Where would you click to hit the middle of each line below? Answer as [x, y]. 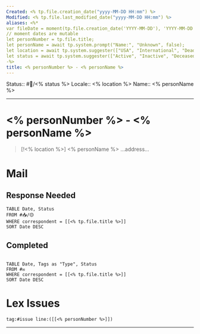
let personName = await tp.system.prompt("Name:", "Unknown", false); [96, 45]
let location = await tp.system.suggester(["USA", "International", [93, 51]
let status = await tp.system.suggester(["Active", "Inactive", [87, 56]
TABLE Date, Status [30, 209]
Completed [27, 245]
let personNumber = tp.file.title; [50, 39]
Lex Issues [33, 303]
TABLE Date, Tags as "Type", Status [51, 264]
